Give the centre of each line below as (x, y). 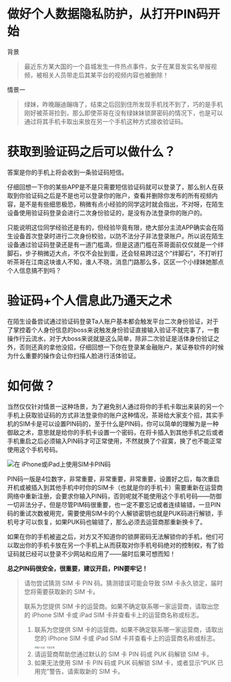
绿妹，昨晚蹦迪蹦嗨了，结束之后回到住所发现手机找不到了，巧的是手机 (123, 104)
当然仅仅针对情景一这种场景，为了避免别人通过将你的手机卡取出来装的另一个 (115, 406)
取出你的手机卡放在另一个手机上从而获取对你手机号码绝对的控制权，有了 (115, 545)
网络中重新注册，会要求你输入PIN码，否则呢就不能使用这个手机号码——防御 (114, 496)
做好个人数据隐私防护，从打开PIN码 (108, 14)
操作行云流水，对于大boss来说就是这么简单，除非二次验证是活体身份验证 (110, 338)
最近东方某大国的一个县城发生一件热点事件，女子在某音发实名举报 (117, 66)
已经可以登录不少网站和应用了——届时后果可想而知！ (100, 554)
